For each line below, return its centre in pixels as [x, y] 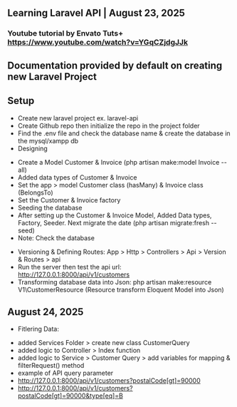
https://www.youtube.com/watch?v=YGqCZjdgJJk [98, 42]
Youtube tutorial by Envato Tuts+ [65, 34]
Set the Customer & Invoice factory [69, 200]
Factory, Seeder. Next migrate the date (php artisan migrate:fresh [114, 222]
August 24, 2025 [46, 312]
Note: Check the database [56, 238]
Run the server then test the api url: [69, 267]
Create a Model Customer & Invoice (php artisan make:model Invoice [118, 162]
